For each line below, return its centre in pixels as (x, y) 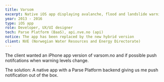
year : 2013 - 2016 (24, 19)
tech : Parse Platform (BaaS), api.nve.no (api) (54, 32)
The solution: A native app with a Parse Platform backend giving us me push (82, 70)
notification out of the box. (32, 75)
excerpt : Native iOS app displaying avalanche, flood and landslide (76, 14)
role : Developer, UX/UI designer (39, 28)
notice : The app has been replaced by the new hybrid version (70, 37)
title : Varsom (20, 10)
